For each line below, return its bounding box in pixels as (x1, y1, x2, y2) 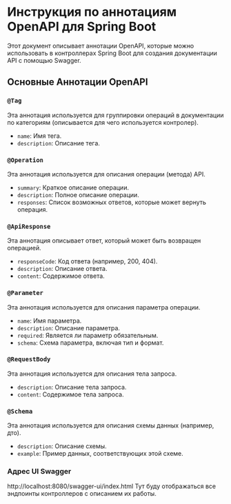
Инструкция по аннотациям (7, 4, 177, 20)
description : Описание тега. (17, 139, 100, 147)
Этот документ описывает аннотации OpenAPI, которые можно (7, 41, 194, 50)
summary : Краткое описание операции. (17, 183, 130, 192)
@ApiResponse (7, 222, 51, 230)
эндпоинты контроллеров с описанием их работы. (7, 490, 157, 498)
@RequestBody (7, 356, 51, 363)
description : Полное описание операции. (17, 190, 139, 199)
